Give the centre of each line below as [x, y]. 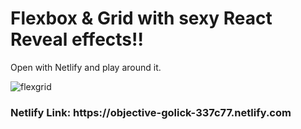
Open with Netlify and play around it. [86, 67]
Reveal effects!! [77, 39]
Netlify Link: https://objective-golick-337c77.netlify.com [151, 112]
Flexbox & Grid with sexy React [141, 18]
